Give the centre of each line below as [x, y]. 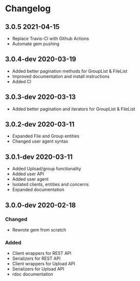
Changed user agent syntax [40, 141]
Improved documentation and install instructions [61, 76]
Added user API [28, 174]
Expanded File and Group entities [46, 136]
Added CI [22, 81]
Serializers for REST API [36, 258]
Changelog [28, 9]
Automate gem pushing [36, 44]
